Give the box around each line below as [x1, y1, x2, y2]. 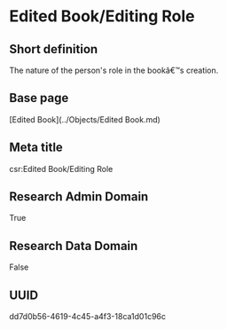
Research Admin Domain [9, 189, 149, 205]
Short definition [9, 42, 98, 57]
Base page [9, 90, 69, 106]
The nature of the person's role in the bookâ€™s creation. [9, 65, 219, 75]
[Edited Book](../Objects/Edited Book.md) [9, 114, 161, 125]
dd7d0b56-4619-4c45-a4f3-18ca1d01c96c [9, 311, 167, 322]
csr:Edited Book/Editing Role [9, 163, 113, 174]
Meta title [9, 140, 64, 155]
